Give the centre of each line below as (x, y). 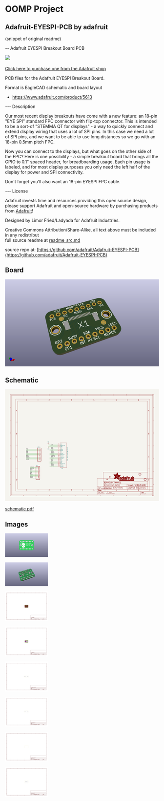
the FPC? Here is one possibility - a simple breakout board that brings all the (82, 157)
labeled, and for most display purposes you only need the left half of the (78, 167)
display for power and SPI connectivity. (44, 172)
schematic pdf (20, 509)
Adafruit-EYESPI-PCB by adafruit (57, 27)
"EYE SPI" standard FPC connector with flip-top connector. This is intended (81, 121)
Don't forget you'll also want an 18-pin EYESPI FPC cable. (63, 181)
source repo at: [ (22, 250)
